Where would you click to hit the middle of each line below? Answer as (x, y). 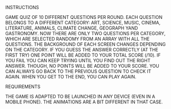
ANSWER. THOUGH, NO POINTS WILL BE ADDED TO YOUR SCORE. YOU (82, 66)
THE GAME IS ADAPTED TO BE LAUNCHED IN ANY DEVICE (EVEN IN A (80, 97)
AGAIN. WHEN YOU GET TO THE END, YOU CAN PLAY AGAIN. (71, 77)
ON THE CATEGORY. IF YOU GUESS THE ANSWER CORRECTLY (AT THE (82, 50)
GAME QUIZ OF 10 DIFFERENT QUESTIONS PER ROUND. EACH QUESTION (84, 17)
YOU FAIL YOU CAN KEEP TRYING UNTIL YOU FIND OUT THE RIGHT (78, 60)
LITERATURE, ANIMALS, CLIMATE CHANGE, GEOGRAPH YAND (72, 28)
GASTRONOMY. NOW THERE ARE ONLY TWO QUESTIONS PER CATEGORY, (86, 33)
